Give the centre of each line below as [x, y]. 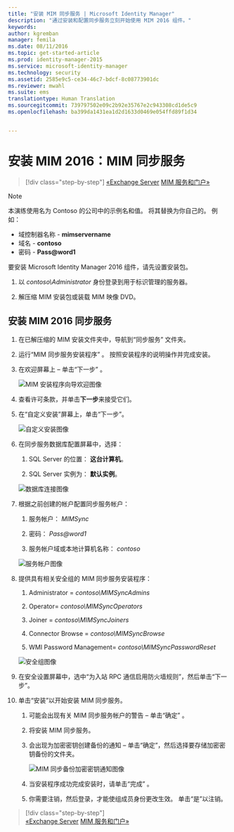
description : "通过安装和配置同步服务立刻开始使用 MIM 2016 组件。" [100, 20]
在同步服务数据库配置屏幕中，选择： [71, 444]
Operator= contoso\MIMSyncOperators [85, 606]
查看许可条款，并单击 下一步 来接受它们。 [77, 399]
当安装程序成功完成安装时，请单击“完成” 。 [91, 783]
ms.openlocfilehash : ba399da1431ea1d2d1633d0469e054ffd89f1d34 [103, 112]
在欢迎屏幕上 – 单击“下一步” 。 [62, 369]
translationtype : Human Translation [61, 99]
